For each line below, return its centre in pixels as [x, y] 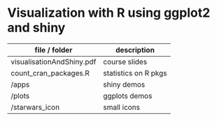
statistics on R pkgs [135, 73]
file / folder [54, 50]
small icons [122, 107]
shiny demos [124, 84]
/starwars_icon [35, 107]
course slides [125, 62]
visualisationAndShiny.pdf [54, 62]
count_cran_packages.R [50, 73]
